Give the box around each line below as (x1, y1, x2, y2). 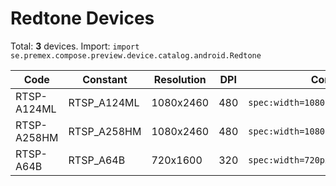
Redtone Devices (10, 7, 155, 30)
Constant (82, 72, 128, 86)
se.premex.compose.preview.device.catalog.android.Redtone (10, 50, 262, 61)
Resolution (153, 72, 207, 86)
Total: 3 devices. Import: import (10, 40, 140, 52)
